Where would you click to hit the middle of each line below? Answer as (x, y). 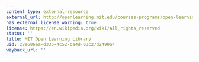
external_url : (24, 17)
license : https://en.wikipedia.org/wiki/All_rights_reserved (83, 28)
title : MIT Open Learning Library (49, 39)
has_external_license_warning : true (51, 22)
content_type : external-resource (47, 12)
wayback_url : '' (26, 50)
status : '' (20, 34)
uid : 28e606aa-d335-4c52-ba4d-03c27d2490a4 (61, 45)
